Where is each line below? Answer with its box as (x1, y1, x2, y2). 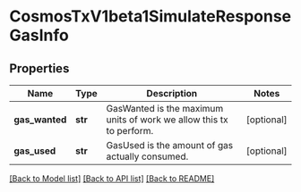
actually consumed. (106, 150, 189, 163)
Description (146, 88, 198, 99)
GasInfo (9, 25, 69, 46)
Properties (9, 61, 70, 76)
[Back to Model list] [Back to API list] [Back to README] (9, 173, 215, 184)
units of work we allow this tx (106, 113, 228, 126)
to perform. (106, 125, 154, 137)
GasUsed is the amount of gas (106, 139, 234, 151)
